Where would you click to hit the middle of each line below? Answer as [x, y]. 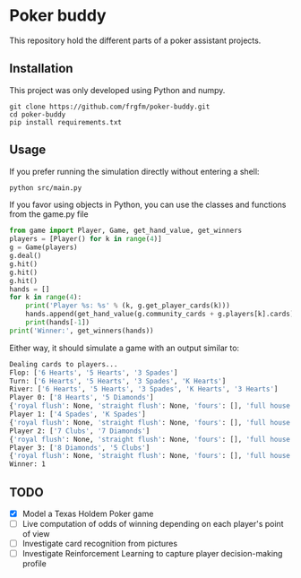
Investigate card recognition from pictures [99, 544]
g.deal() [26, 256]
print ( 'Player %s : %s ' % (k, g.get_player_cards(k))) [128, 306]
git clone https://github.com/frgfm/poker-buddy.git [110, 107]
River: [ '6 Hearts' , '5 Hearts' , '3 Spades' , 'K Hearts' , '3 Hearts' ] [144, 389]
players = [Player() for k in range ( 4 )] [86, 239]
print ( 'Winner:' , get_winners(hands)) [82, 331]
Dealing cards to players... [64, 364]
